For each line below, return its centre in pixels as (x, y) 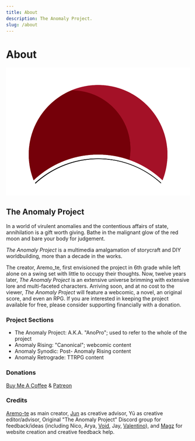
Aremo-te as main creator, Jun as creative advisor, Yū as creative (85, 413)
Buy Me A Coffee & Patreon (39, 385)
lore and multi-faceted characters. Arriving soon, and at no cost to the (90, 286)
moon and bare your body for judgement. (56, 238)
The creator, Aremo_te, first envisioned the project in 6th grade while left (93, 267)
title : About (22, 12)
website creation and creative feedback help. (60, 432)
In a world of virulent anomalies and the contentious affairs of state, (87, 226)
